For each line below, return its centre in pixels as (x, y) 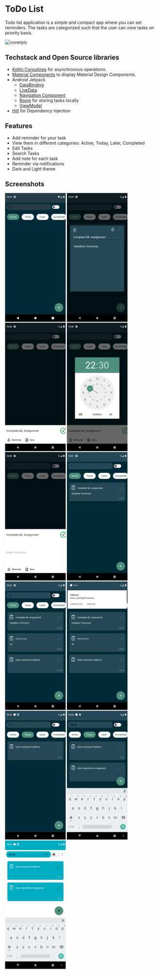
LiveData (28, 90)
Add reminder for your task (39, 138)
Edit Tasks (22, 148)
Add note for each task (35, 158)
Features (19, 126)
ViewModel (31, 105)
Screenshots (25, 184)
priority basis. (19, 33)
